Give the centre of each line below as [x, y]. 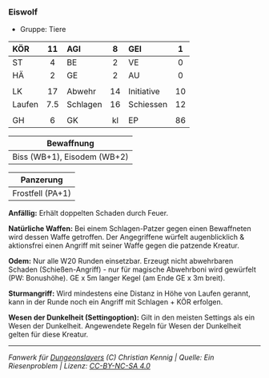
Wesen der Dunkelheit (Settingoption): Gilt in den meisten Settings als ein [131, 317]
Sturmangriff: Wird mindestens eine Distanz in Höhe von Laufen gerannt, [129, 293]
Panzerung [42, 180]
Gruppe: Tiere [43, 30]
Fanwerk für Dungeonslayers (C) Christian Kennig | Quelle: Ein [111, 357]
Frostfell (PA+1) [42, 193]
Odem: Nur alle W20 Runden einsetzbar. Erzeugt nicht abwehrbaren [121, 261]
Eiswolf [23, 12]
